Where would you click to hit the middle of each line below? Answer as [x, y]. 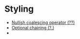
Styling [19, 9]
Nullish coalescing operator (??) [43, 22]
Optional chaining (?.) [33, 27]
